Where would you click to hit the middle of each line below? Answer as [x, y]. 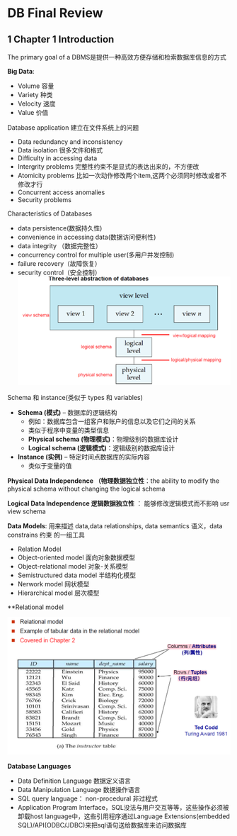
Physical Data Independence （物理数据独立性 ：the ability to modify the [114, 481]
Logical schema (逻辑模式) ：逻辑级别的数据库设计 [102, 448]
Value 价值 [33, 112]
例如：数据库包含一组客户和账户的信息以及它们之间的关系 [112, 422]
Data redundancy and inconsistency [70, 142]
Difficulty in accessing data [57, 158]
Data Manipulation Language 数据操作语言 [79, 789]
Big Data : [21, 71]
